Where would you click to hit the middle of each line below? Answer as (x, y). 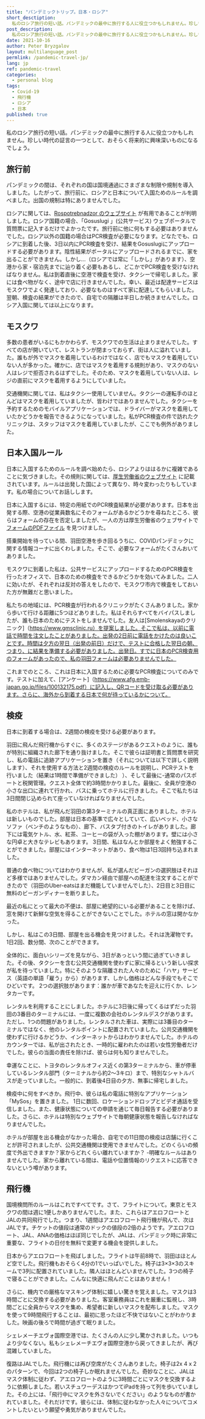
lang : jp (17, 63)
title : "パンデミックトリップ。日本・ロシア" (57, 12)
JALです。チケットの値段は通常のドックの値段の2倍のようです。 (87, 1227)
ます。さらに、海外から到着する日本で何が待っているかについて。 (88, 694)
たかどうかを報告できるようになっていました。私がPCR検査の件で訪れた (102, 416)
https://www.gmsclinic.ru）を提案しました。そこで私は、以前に (109, 627)
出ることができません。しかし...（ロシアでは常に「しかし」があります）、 (98, 259)
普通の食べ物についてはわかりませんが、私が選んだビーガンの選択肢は (94, 870)
